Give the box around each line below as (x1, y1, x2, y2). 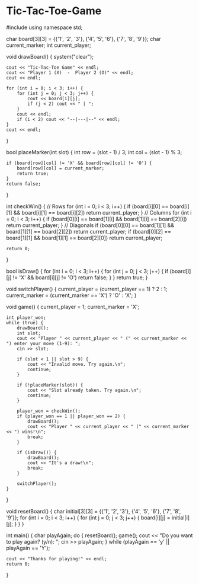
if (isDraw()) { (17, 449, 57, 455)
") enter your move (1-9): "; (6, 340, 81, 346)
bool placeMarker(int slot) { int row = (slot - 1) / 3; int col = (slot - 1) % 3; (6, 148, 182, 155)
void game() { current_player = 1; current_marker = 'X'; (6, 303, 140, 310)
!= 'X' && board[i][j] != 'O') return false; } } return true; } (12, 274, 148, 281)
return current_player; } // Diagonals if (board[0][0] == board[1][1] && (6, 221, 175, 229)
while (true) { (6, 320, 44, 325)
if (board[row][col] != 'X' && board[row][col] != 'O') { (6, 160, 152, 166)
